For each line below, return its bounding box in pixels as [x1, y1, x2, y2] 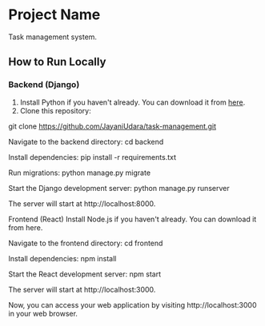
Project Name [8, 6, 101, 24]
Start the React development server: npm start [8, 269, 162, 279]
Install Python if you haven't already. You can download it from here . [19, 97, 246, 107]
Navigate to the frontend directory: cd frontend [8, 238, 163, 248]
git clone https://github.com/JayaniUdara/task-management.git [8, 121, 216, 131]
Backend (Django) [8, 79, 80, 90]
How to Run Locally [8, 55, 106, 69]
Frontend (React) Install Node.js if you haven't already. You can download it [8, 214, 257, 224]
